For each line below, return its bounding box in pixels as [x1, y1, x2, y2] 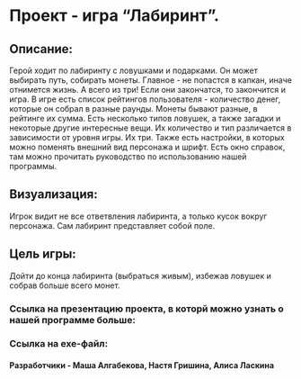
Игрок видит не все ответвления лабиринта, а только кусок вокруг [9, 211, 268, 221]
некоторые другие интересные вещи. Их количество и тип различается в [9, 122, 292, 133]
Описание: [9, 41, 74, 57]
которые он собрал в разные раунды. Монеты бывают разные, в [9, 104, 258, 113]
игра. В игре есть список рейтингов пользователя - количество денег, [9, 94, 281, 104]
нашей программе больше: [9, 313, 137, 326]
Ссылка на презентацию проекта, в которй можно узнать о [9, 302, 285, 315]
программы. [9, 161, 57, 171]
